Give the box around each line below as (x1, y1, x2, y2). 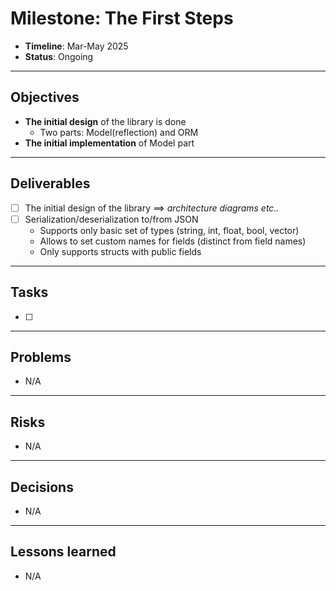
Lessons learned (10, 543, 117, 561)
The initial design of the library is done (24, 115, 187, 127)
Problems (10, 348, 72, 366)
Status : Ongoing (24, 50, 94, 62)
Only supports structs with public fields (39, 245, 202, 257)
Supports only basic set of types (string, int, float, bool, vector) (39, 224, 300, 236)
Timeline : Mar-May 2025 (24, 40, 129, 52)
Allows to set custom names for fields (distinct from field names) (39, 235, 307, 247)
